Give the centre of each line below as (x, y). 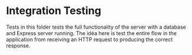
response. (18, 46)
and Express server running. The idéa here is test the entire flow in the (92, 33)
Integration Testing (54, 11)
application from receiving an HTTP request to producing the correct (89, 39)
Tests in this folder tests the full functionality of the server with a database (96, 27)
